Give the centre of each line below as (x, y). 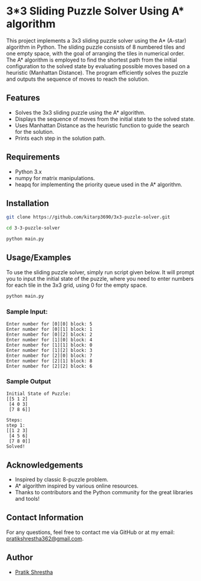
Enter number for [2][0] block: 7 (49, 356)
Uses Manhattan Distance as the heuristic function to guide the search (102, 125)
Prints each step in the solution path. (60, 138)
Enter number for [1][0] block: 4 (49, 340)
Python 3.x (28, 171)
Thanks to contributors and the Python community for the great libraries (104, 492)
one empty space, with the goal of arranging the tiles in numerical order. (95, 53)
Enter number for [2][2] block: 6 (49, 366)
